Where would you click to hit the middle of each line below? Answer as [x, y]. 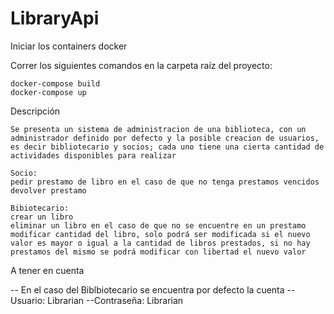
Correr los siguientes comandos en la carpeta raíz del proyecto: [141, 65]
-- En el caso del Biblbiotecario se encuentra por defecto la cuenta [147, 289]
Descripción [35, 111]
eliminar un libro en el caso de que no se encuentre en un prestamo [158, 225]
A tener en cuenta [47, 270]
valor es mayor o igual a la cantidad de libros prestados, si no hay [160, 243]
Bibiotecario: [40, 208]
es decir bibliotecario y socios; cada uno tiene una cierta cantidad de [167, 147]
